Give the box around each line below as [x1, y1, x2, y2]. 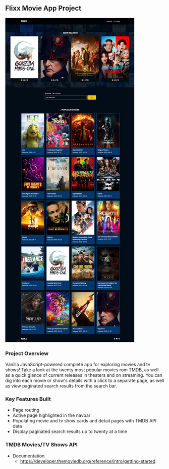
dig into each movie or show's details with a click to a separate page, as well [5, 377, 164, 384]
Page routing [12, 407, 39, 413]
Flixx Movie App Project [5, 4, 82, 13]
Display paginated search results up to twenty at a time [12, 428, 128, 435]
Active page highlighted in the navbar [12, 412, 91, 418]
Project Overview [5, 349, 49, 357]
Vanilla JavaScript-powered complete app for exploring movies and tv [5, 362, 150, 368]
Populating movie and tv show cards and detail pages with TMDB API [12, 418, 157, 424]
